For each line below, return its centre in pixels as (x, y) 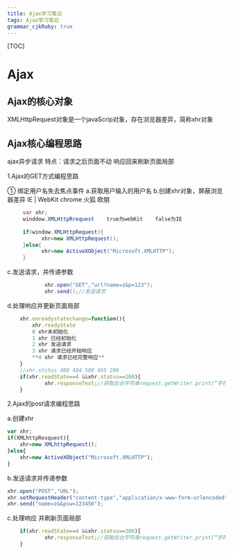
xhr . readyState (54, 325)
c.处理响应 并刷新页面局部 (44, 518)
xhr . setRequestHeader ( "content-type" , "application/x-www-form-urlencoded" (118, 497)
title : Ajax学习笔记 (35, 14)
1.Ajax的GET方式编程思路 (43, 176)
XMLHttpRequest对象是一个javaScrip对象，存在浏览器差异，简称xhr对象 (110, 119)
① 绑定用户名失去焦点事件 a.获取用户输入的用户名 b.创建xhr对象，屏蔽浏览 (115, 191)
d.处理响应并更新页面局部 (43, 305)
